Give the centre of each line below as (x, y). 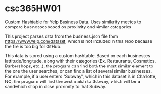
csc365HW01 (33, 8)
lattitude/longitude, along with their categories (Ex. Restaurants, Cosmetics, (80, 61)
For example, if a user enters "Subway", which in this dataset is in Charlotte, (81, 76)
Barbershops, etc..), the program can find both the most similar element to (79, 66)
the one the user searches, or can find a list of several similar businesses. (79, 71)
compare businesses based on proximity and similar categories (68, 27)
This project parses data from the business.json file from (62, 36)
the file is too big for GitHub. (33, 46)
